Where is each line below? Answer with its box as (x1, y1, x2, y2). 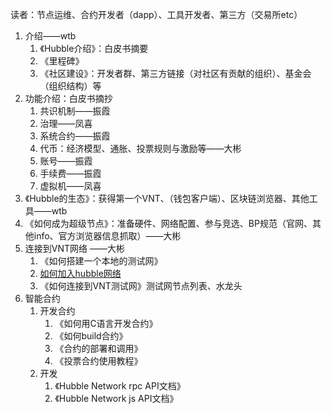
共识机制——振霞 (39, 105, 111, 117)
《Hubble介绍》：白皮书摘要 (39, 43, 149, 54)
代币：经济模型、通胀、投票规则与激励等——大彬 (39, 143, 242, 154)
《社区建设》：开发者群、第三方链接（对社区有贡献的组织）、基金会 (39, 68, 312, 79)
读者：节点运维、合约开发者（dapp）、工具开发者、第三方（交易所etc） (10, 9, 303, 20)
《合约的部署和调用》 (54, 343, 143, 354)
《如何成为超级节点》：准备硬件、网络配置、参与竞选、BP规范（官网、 (24, 218, 313, 229)
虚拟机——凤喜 (39, 180, 102, 192)
